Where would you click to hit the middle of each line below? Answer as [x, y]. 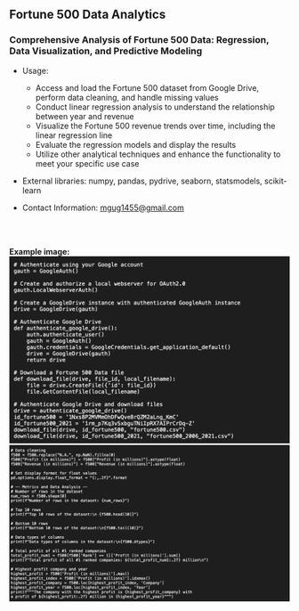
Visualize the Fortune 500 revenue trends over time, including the [155, 126]
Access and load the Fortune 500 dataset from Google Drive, [147, 87]
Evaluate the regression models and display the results [136, 144]
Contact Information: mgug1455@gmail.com [103, 208]
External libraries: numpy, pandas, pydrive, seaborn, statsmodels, [142, 181]
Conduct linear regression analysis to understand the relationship [155, 107]
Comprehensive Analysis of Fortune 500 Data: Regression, [139, 40]
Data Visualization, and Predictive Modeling [106, 51]
